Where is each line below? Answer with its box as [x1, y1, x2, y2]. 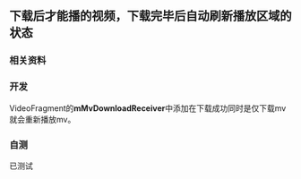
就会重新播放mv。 [9, 114, 76, 124]
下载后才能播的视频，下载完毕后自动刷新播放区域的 [9, 8, 292, 24]
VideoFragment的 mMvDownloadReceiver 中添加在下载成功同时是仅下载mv [9, 102, 287, 114]
